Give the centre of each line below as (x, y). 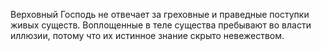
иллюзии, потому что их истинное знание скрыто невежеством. (147, 35)
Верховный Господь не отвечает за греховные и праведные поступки (160, 14)
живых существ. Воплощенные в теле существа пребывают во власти (161, 25)
